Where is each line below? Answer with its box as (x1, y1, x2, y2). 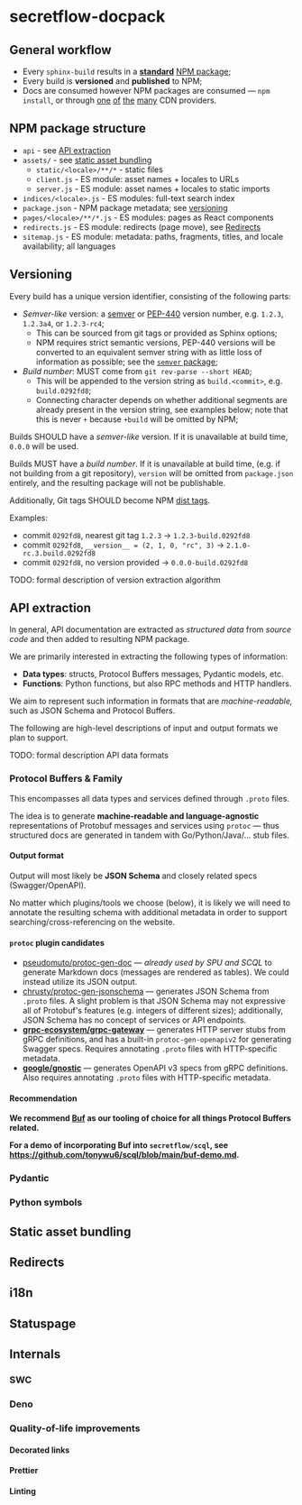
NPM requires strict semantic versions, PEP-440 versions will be (35, 336, 276, 348)
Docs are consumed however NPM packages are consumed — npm (22, 86, 270, 96)
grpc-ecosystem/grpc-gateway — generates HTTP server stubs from (22, 1024, 286, 1035)
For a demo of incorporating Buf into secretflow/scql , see (9, 1140, 228, 1151)
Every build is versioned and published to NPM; (22, 76, 203, 87)
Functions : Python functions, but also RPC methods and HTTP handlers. (22, 678, 292, 689)
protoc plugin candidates (9, 937, 105, 948)
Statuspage (9, 1316, 77, 1331)
